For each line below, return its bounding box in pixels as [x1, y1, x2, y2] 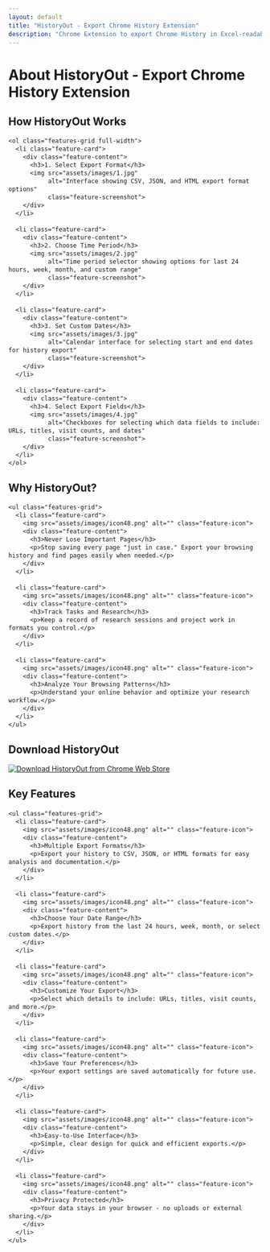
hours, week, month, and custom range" [8, 266, 142, 274]
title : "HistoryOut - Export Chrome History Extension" [8, 21, 199, 30]
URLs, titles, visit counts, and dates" [8, 427, 146, 435]
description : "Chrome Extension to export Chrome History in [8, 30, 218, 38]
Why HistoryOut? [8, 481, 97, 494]
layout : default [8, 13, 63, 21]
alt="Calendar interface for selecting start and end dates [47, 338, 253, 346]
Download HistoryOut [8, 742, 119, 756]
